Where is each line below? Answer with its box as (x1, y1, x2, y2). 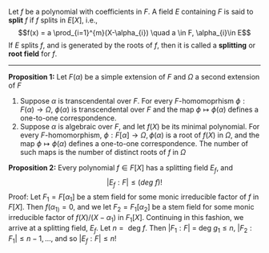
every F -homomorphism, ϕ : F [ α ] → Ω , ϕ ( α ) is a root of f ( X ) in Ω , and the (19, 130, 260, 140)
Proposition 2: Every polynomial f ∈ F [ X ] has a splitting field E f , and (8, 163, 234, 174)
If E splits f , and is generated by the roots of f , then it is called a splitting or (8, 40, 256, 50)
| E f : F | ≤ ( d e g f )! (106, 177, 163, 189)
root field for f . (8, 49, 58, 59)
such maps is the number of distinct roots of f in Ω (19, 148, 187, 157)
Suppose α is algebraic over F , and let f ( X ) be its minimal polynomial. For (19, 122, 260, 131)
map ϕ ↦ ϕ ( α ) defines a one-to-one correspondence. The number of (19, 139, 248, 148)
